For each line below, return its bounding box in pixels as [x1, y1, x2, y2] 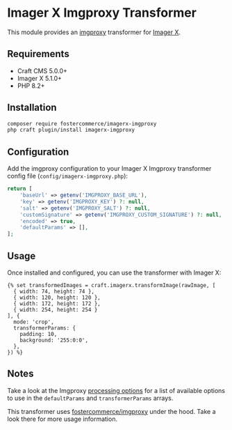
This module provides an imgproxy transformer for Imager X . [7, 28, 181, 36]
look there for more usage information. [7, 415, 118, 423]
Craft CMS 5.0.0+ [17, 66, 68, 75]
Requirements [7, 48, 69, 60]
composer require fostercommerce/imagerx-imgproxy [7, 120, 157, 127]
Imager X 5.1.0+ [17, 74, 63, 82]
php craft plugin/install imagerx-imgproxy [7, 127, 135, 134]
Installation [7, 102, 57, 114]
